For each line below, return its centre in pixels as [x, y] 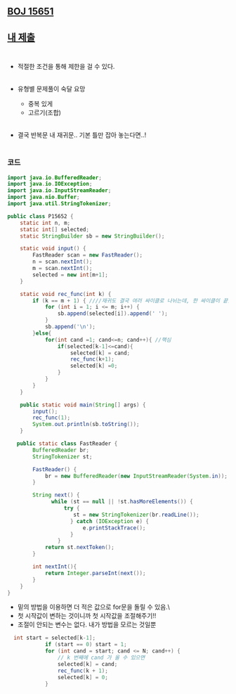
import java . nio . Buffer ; [44, 197]
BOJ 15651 [31, 12]
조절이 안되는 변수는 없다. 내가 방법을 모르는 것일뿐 [87, 624]
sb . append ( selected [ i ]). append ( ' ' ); [113, 314]
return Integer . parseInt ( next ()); [95, 573]
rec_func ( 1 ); [52, 418]
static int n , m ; [45, 223]
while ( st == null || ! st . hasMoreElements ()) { [122, 502]
